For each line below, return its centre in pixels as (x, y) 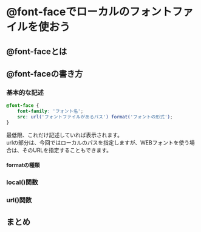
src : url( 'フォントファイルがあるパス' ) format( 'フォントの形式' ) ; (95, 117)
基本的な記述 (25, 92)
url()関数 (19, 200)
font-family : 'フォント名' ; (50, 111)
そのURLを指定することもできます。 (67, 150)
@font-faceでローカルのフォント (89, 12)
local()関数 (22, 182)
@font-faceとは (37, 51)
